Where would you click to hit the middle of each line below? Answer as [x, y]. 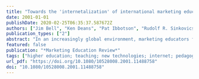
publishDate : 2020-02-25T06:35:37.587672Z [59, 23]
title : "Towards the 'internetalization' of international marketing [94, 12]
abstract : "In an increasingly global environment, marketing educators [98, 39]
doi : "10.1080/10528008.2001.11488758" [55, 67]
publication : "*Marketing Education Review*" [63, 50]
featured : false [26, 45]
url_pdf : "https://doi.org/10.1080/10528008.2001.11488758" [82, 61]
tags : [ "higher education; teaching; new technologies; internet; [90, 56]
